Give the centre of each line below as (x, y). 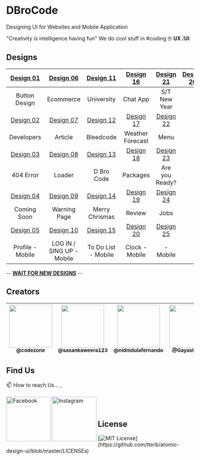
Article (64, 137)
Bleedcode (101, 137)
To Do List (101, 247)
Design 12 (101, 120)
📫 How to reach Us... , (34, 385)
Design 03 (25, 154)
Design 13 (101, 154)
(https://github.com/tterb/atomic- (139, 445)
